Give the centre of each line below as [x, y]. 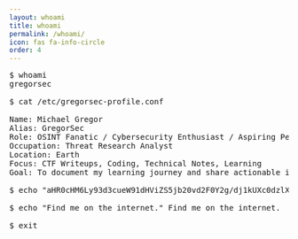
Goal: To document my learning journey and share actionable [145, 173]
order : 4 [25, 50]
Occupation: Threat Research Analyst [91, 146]
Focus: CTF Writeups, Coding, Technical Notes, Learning [136, 164]
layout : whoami [37, 17]
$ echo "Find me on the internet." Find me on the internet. [145, 208]
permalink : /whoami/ [47, 34]
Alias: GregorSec [47, 128]
